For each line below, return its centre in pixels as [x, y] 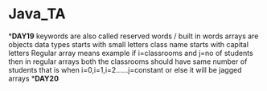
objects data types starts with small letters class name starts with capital [129, 44]
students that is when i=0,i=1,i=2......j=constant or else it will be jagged [125, 69]
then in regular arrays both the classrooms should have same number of [128, 61]
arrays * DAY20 [33, 78]
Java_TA [37, 14]
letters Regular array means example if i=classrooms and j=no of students [131, 53]
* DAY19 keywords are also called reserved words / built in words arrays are [133, 36]
